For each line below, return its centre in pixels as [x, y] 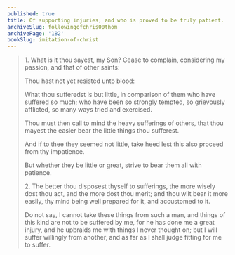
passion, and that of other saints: [72, 67]
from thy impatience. [54, 152]
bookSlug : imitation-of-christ [53, 40]
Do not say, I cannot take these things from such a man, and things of [125, 215]
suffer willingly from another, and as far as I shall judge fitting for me [123, 237]
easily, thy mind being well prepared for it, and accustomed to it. [117, 202]
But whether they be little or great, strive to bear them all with [113, 165]
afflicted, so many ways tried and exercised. [88, 110]
